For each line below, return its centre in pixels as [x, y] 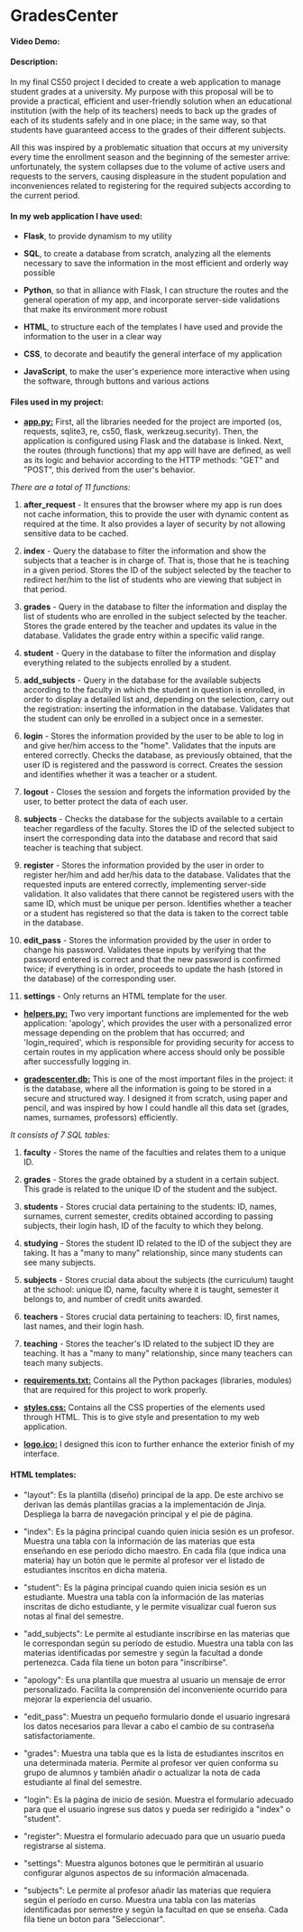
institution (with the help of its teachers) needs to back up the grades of [144, 110]
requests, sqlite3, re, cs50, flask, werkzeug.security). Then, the [141, 432]
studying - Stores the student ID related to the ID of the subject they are [157, 1243]
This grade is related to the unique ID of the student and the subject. [150, 1189]
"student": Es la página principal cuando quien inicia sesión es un [145, 1587]
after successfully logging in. [77, 1062]
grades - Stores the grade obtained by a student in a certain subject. [151, 1180]
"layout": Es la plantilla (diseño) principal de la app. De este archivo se [153, 1494]
